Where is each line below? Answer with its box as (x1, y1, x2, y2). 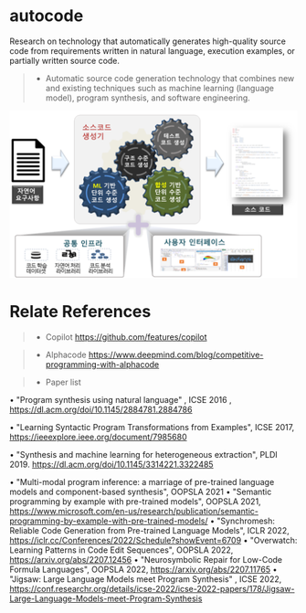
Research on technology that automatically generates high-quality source (9, 36, 286, 47)
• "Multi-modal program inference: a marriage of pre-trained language (9, 476, 275, 487)
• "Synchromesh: (209, 515, 276, 526)
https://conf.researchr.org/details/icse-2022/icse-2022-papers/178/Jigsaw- (9, 583, 295, 594)
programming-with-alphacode (45, 358, 160, 370)
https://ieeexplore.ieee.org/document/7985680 (9, 431, 187, 442)
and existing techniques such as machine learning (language (45, 82, 274, 93)
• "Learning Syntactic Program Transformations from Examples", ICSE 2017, (9, 421, 295, 432)
